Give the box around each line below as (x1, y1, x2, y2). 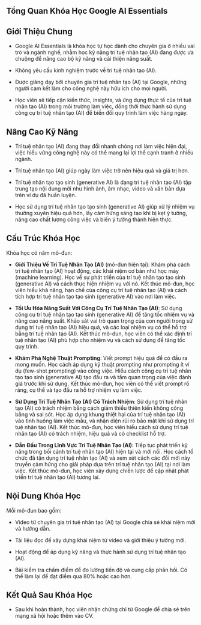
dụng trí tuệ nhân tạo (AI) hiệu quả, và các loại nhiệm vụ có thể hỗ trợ (14, 323, 187, 331)
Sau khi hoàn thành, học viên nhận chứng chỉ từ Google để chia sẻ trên (14, 606, 191, 613)
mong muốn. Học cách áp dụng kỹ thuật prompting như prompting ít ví (14, 361, 190, 368)
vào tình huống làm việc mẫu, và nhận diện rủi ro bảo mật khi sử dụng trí (14, 417, 194, 424)
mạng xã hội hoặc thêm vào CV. (14, 612, 94, 620)
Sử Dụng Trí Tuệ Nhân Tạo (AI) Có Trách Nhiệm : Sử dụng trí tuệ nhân (14, 398, 188, 405)
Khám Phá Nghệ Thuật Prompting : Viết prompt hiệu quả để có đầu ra (14, 354, 188, 361)
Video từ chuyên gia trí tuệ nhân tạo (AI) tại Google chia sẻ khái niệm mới (14, 518, 196, 526)
